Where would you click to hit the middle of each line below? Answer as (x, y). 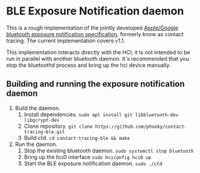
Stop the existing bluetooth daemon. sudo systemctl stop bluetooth (109, 150)
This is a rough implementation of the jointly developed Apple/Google (92, 28)
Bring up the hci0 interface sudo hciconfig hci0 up (88, 157)
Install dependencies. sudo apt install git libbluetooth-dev (101, 114)
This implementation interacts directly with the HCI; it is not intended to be (98, 52)
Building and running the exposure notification (95, 84)
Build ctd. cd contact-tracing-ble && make (77, 137)
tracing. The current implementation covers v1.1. (66, 40)
